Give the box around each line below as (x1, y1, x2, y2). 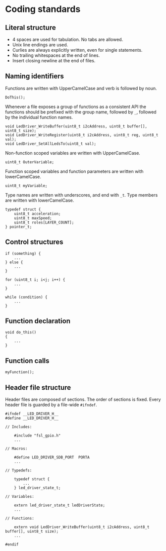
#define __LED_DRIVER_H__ (5, 416, 58, 421)
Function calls (5, 356, 50, 365)
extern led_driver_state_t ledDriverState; (14, 503, 106, 508)
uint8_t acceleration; (14, 211, 61, 216)
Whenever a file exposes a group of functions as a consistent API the (5, 104, 146, 110)
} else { (5, 260, 23, 265)
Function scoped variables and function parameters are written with (5, 168, 144, 174)
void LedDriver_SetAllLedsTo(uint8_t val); (5, 141, 97, 146)
